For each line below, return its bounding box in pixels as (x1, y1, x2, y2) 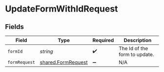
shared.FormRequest (40, 59, 88, 66)
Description (123, 37, 152, 43)
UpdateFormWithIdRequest (5, 3, 118, 14)
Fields (5, 23, 24, 31)
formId (7, 49, 23, 54)
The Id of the (119, 45, 148, 52)
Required (92, 37, 114, 43)
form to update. (119, 51, 154, 58)
